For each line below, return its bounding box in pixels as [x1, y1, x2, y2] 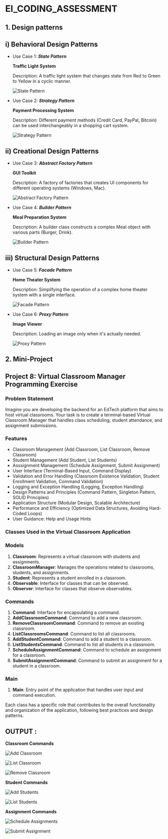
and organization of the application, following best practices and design [5, 707, 153, 713]
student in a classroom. [12, 663, 61, 669]
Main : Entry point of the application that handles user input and [12, 687, 143, 693]
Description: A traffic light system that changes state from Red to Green [12, 73, 160, 79]
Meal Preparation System [12, 214, 67, 220]
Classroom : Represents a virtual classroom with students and [12, 553, 140, 560]
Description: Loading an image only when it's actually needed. [12, 331, 141, 337]
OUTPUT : [5, 727, 37, 735]
